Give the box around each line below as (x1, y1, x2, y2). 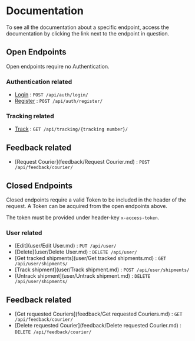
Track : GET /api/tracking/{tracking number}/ (14, 125, 128, 132)
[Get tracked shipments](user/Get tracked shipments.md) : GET (14, 255, 167, 262)
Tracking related (6, 112, 54, 120)
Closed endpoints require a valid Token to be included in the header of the (6, 196, 187, 203)
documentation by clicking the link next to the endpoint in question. (6, 30, 170, 37)
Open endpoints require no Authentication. (6, 63, 110, 70)
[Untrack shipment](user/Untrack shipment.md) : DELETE (14, 272, 151, 280)
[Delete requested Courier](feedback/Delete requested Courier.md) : (14, 322, 181, 329)
